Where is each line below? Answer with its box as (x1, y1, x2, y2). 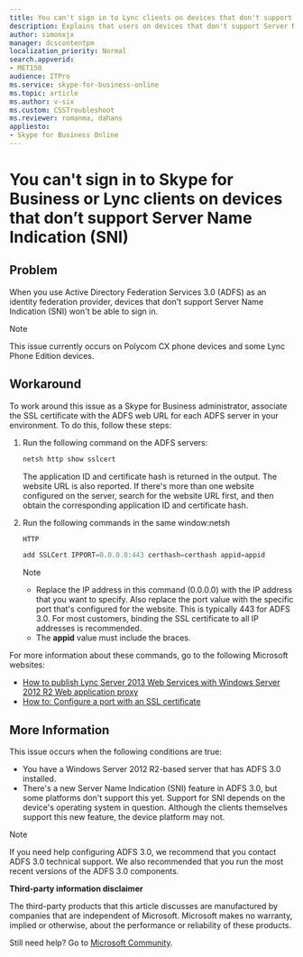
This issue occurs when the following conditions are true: (9, 746, 223, 758)
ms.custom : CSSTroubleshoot (9, 106, 115, 115)
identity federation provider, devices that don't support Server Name (9, 296, 264, 307)
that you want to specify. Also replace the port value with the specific (35, 594, 294, 605)
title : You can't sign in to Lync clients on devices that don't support (9, 13, 293, 23)
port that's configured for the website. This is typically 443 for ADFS (35, 603, 290, 614)
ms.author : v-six (9, 97, 75, 106)
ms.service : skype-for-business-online (9, 80, 160, 89)
